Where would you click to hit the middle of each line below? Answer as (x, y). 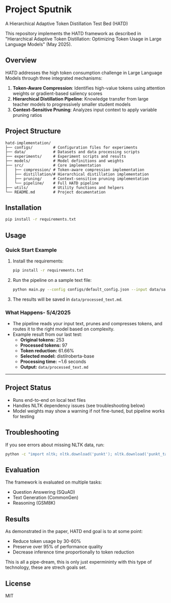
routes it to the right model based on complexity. (63, 329)
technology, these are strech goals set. (46, 567)
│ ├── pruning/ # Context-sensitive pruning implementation (77, 179)
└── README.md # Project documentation (55, 192)
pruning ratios (27, 115)
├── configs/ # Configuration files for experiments (72, 147)
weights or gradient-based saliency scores (58, 93)
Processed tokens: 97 (44, 345)
